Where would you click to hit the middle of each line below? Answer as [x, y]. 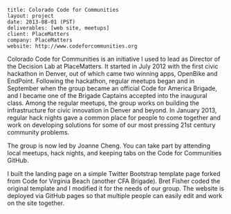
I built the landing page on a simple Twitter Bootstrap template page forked [114, 174]
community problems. [38, 132]
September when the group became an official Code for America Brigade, [112, 88]
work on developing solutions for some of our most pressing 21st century [111, 125]
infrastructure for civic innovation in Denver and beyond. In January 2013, [112, 110]
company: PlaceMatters [40, 40]
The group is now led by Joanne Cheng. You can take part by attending [109, 146]
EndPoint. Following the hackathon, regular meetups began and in [101, 81]
